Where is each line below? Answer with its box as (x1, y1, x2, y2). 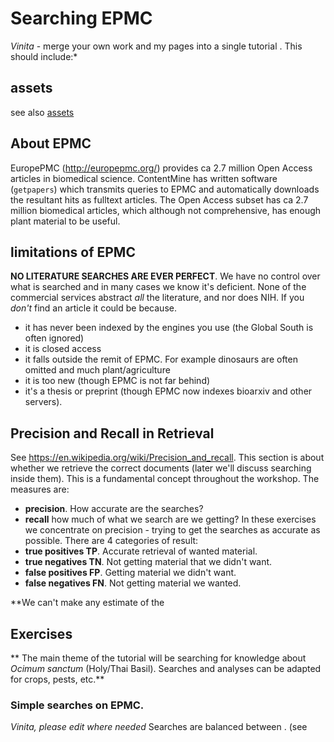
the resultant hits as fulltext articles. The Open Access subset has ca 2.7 (10, 193, 309, 206)
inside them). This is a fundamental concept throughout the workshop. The (10, 473, 320, 485)
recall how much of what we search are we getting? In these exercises (24, 513, 317, 526)
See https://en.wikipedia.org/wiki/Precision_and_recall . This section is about (10, 452, 325, 464)
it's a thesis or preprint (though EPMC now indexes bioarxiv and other (24, 385, 313, 397)
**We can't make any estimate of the (10, 597, 165, 609)
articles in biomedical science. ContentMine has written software (10, 172, 278, 184)
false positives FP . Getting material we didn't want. (24, 567, 237, 579)
